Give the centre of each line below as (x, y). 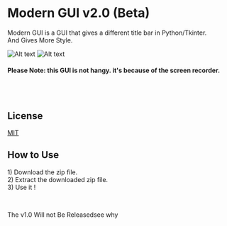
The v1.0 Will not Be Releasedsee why (63, 215)
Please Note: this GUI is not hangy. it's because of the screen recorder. (114, 70)
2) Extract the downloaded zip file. (58, 179)
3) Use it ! (22, 187)
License (25, 116)
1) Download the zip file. (43, 172)
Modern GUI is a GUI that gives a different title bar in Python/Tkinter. (107, 33)
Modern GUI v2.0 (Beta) (79, 13)
